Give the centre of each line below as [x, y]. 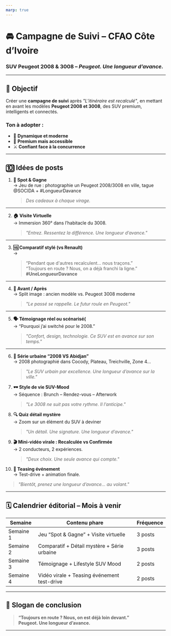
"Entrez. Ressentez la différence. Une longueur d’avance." [87, 233]
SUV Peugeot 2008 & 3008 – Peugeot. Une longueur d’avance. [85, 66]
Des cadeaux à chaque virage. [58, 201]
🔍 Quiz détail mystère [37, 415]
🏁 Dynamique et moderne [41, 136]
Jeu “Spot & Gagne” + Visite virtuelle [82, 535]
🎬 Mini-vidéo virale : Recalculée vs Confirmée [63, 442]
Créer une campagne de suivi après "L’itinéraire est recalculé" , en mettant [84, 100]
